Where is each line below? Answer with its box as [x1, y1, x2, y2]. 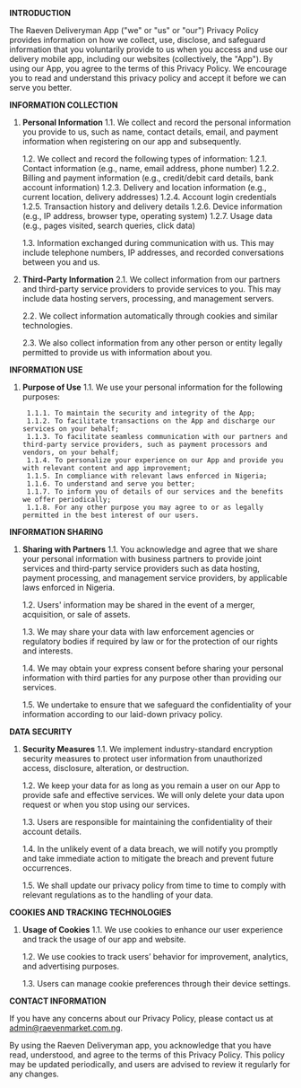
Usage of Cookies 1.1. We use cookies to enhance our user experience [21, 925, 284, 934]
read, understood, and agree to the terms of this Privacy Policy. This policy [9, 1049, 285, 1060]
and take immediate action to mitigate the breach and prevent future [21, 853, 274, 864]
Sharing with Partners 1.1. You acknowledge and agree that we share [21, 544, 278, 555]
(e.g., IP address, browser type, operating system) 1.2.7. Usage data [21, 211, 273, 221]
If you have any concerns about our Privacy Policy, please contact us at [9, 1013, 274, 1023]
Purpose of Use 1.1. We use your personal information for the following [21, 382, 284, 392]
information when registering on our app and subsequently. [21, 136, 242, 146]
